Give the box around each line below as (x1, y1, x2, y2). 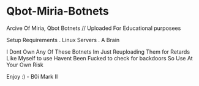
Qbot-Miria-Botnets (6, 4, 109, 18)
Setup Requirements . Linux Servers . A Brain (6, 36, 120, 43)
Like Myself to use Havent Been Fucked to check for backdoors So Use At (6, 54, 193, 62)
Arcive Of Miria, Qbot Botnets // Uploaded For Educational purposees (6, 24, 181, 32)
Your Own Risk (6, 61, 44, 68)
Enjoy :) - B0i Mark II (6, 73, 58, 80)
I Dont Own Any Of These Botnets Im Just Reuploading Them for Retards (6, 48, 190, 56)
